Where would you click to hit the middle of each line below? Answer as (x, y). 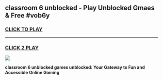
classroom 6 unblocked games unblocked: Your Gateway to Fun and (75, 67)
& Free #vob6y (27, 16)
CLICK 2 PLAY (22, 48)
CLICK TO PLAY (24, 30)
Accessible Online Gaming (32, 72)
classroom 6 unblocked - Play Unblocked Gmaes (80, 8)
